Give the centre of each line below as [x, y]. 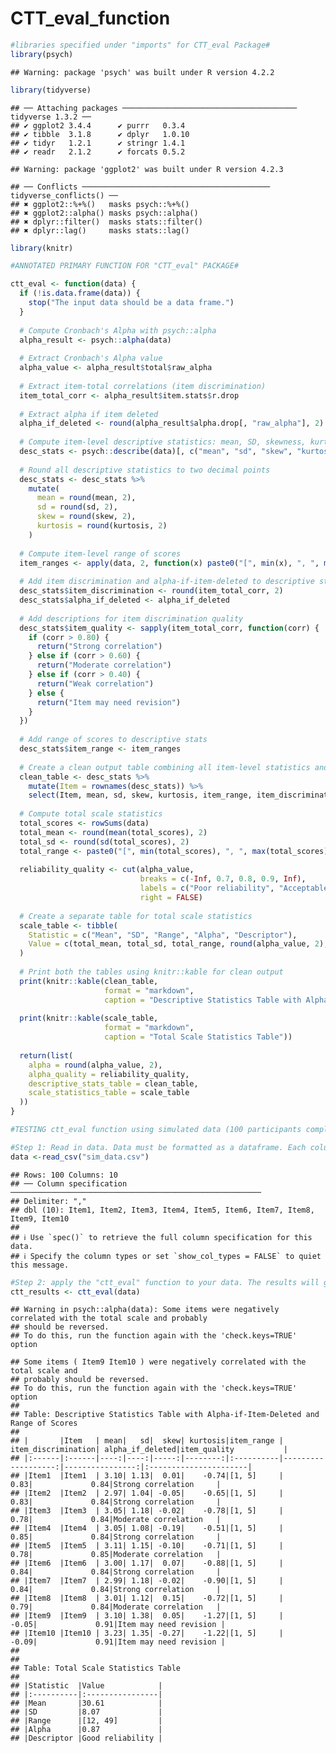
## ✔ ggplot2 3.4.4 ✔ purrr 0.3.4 [98, 125]
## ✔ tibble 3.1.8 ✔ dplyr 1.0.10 [100, 134]
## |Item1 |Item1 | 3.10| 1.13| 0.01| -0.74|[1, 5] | [147, 1476]
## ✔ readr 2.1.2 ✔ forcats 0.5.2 [98, 152]
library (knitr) [42, 248]
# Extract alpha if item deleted [89, 414]
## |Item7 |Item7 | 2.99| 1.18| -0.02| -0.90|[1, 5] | [147, 1581]
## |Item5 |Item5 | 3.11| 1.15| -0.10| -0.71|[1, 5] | [147, 1546]
